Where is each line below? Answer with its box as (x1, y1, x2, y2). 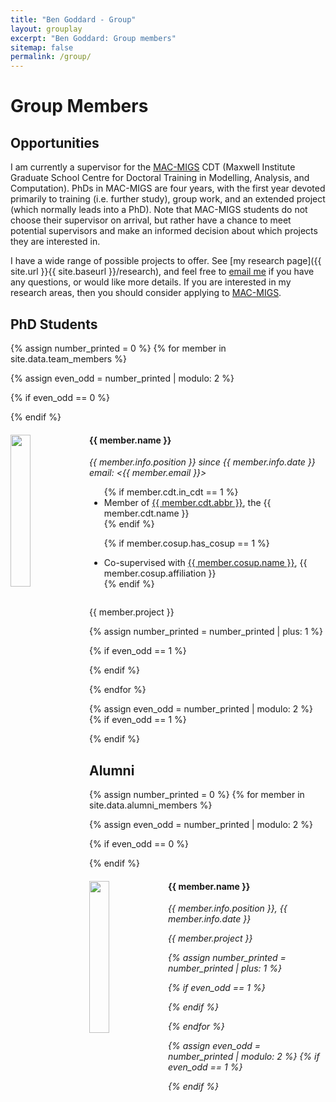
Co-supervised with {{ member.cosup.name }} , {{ (103, 557, 308, 569)
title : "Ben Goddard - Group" (10, 14, 137, 25)
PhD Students (10, 316, 98, 333)
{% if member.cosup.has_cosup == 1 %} (103, 537, 270, 550)
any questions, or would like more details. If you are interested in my (10, 276, 292, 288)
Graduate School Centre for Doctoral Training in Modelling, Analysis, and (10, 172, 310, 184)
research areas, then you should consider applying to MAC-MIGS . (10, 287, 282, 299)
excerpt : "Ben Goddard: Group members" (10, 33, 177, 43)
